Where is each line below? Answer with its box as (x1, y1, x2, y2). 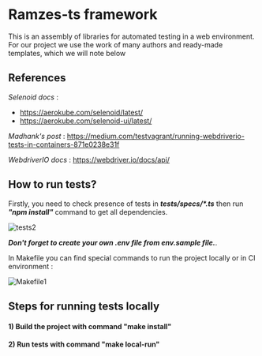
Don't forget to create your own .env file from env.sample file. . (8, 238, 218, 247)
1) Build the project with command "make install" (8, 321, 172, 331)
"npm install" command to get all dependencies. (8, 207, 168, 216)
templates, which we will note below (8, 48, 126, 58)
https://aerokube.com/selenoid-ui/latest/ (19, 116, 152, 126)
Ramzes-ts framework (8, 6, 158, 24)
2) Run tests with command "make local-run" (8, 339, 160, 349)
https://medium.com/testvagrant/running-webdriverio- (66, 131, 245, 141)
